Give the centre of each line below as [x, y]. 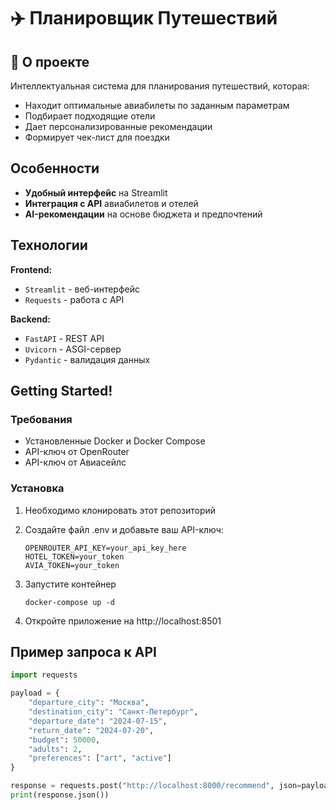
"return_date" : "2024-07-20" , [91, 730]
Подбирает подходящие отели [90, 116]
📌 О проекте [50, 61]
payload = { [35, 693]
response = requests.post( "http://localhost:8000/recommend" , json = [156, 786]
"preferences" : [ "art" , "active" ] [100, 758]
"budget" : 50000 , [64, 740]
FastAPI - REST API [64, 338]
